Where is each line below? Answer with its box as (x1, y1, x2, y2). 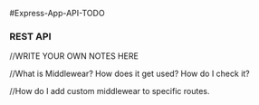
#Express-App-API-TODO (9, 8, 106, 18)
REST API (9, 30, 52, 43)
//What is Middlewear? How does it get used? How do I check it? (9, 68, 251, 80)
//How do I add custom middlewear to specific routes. (9, 86, 210, 97)
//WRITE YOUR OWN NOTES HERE (9, 51, 139, 62)
